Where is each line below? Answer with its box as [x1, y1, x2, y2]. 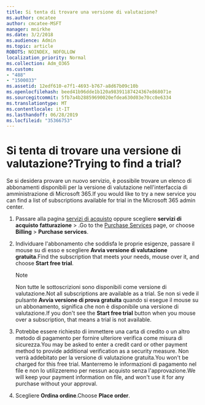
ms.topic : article [6, 44, 53, 50]
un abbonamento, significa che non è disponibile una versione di [15, 303, 179, 310]
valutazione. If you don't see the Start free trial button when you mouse [15, 309, 196, 317]
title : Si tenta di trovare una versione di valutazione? [6, 9, 158, 15]
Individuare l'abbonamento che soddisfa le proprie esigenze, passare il [15, 240, 195, 247]
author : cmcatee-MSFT [6, 20, 62, 26]
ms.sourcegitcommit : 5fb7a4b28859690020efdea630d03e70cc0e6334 [6, 94, 172, 101]
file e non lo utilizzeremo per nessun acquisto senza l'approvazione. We [15, 367, 196, 374]
